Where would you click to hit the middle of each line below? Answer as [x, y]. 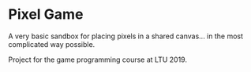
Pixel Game [46, 14]
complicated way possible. [52, 44]
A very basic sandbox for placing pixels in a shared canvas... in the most [126, 36]
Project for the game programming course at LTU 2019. [98, 59]
